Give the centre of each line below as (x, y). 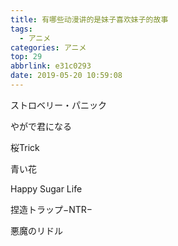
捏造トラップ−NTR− (51, 209)
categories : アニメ (48, 47)
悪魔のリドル (36, 230)
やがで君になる (41, 126)
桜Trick (25, 147)
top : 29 (26, 57)
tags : (21, 29)
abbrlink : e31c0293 (51, 66)
